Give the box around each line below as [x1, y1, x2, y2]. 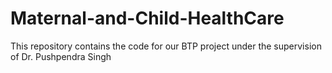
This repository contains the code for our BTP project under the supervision [10, 40, 322, 52]
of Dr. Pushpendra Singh [10, 50, 112, 62]
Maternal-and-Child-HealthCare [10, 7, 285, 30]
